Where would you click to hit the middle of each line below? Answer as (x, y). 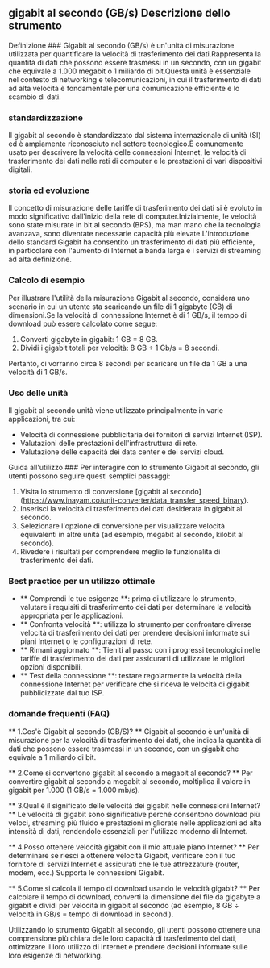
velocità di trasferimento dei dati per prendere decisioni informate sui (135, 633)
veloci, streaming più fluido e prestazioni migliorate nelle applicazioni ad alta (135, 823)
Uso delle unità (38, 393)
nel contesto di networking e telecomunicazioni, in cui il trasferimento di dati (135, 79)
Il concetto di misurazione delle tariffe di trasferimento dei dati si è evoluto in (135, 208)
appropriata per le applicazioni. (72, 615)
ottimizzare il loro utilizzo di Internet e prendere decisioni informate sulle (128, 946)
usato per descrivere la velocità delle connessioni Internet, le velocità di (127, 152)
